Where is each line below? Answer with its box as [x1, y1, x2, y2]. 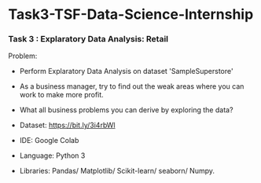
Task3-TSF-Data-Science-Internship [8, 5, 254, 24]
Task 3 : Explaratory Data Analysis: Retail [8, 34, 169, 45]
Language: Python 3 [19, 151, 86, 160]
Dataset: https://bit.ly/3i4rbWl [19, 120, 116, 130]
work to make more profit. [19, 90, 104, 100]
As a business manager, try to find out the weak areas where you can [19, 82, 244, 91]
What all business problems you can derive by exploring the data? [19, 105, 233, 115]
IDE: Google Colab [19, 136, 79, 145]
